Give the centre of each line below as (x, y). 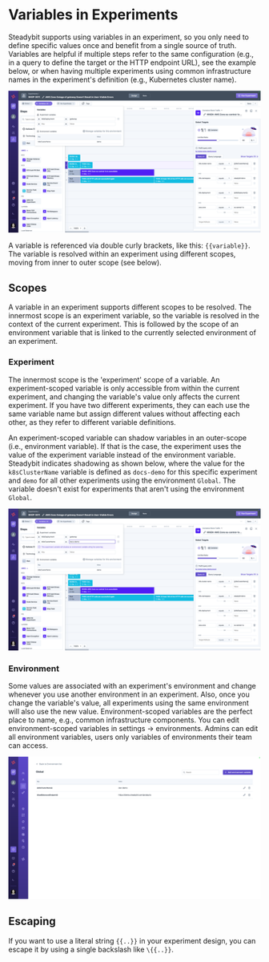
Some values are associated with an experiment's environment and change (132, 686)
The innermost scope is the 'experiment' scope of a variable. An (114, 379)
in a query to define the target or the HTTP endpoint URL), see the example (132, 63)
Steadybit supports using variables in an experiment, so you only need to (129, 37)
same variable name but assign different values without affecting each (124, 414)
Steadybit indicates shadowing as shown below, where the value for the (127, 463)
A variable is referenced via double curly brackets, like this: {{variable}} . (129, 245)
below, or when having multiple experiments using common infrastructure (130, 71)
